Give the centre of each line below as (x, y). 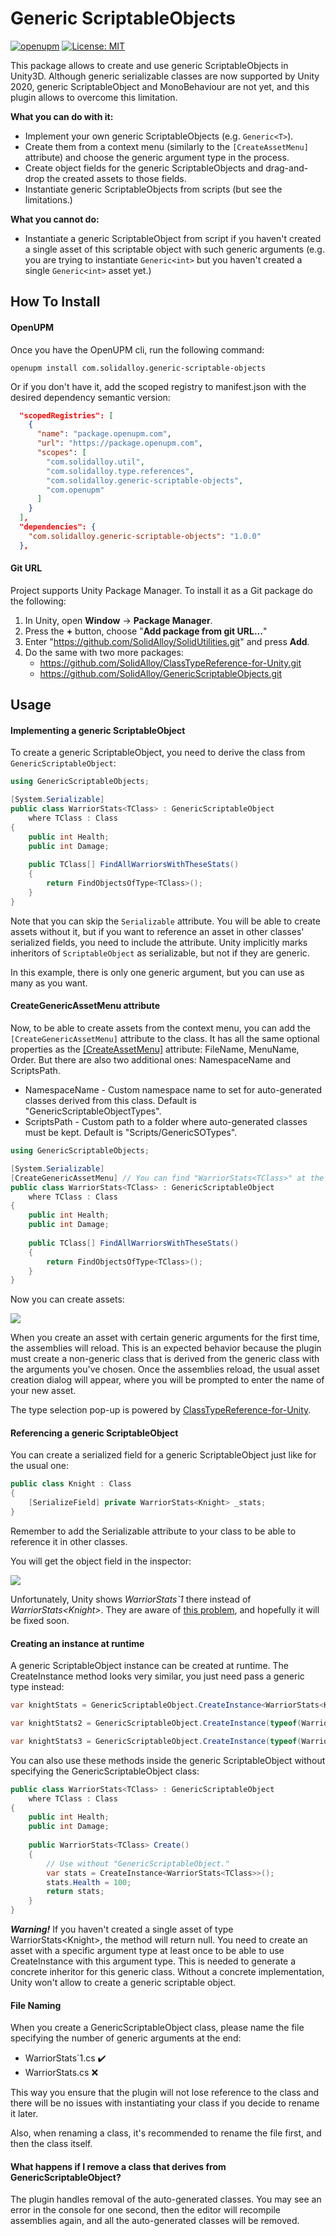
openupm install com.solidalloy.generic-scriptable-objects (138, 368)
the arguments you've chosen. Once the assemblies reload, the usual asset (165, 1369)
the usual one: (39, 1466)
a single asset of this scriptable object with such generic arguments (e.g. (174, 249)
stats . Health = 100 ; (89, 1882)
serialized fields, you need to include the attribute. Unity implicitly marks (159, 942)
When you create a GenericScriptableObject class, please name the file (157, 2028)
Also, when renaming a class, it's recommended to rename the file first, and (166, 2133)
